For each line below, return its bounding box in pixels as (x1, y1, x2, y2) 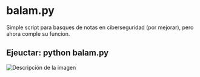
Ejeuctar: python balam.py (6, 48, 109, 58)
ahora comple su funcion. (6, 30, 70, 37)
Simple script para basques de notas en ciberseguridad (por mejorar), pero (6, 24, 194, 31)
